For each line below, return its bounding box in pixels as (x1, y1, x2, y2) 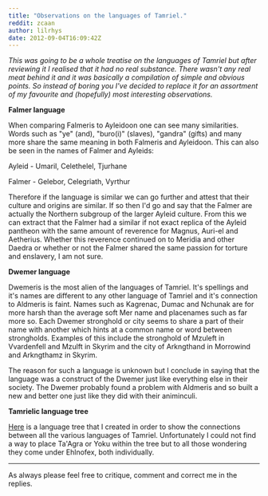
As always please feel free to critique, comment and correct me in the (8, 470, 238, 480)
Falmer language (8, 105, 65, 115)
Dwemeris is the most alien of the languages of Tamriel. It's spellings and (8, 282, 249, 292)
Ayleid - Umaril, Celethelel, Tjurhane (8, 161, 128, 171)
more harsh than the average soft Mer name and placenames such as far (8, 308, 248, 317)
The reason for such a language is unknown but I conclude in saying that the (8, 366, 260, 376)
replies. (8, 479, 33, 489)
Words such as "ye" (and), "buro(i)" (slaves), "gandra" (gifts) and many (8, 129, 242, 139)
